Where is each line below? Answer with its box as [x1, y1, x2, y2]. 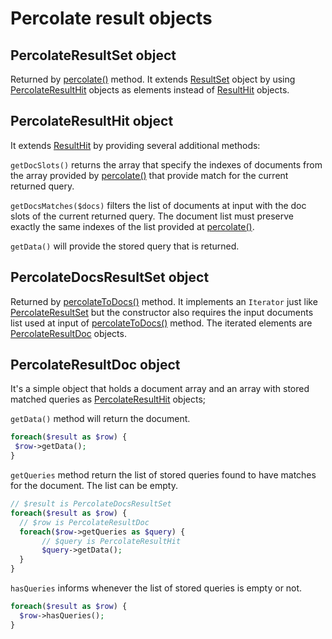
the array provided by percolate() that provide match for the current [10, 169, 289, 181]
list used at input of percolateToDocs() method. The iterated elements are [10, 317, 313, 329]
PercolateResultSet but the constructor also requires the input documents [10, 306, 314, 318]
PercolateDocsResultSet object [10, 269, 210, 286]
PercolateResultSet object [10, 47, 177, 64]
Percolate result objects [10, 7, 213, 30]
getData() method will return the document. [10, 413, 191, 425]
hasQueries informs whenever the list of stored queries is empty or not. [10, 582, 303, 594]
